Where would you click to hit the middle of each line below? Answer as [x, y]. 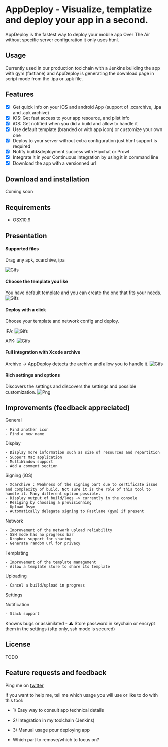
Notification [18, 604]
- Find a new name [25, 434]
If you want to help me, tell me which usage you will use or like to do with [82, 695]
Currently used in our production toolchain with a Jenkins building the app [83, 68]
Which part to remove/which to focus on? [56, 739]
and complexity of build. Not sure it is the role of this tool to [78, 489]
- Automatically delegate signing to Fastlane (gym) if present [75, 511]
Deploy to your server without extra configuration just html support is [85, 140]
